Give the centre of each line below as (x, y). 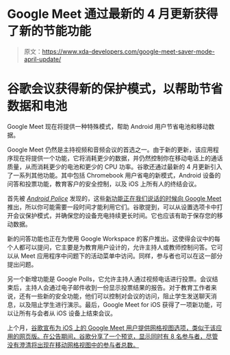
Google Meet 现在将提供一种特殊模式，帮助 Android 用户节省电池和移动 (108, 126)
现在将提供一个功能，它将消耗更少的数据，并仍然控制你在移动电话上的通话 (118, 158)
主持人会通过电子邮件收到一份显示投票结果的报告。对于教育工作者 (118, 287)
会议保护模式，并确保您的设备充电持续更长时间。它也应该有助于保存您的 (115, 215)
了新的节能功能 (49, 31)
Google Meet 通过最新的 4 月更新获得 (113, 14)
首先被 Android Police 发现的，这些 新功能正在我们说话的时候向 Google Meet (114, 198)
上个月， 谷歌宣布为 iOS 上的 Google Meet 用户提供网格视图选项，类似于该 (112, 328)
